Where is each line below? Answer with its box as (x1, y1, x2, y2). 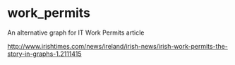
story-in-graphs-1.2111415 (7, 49, 83, 58)
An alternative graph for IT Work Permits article (7, 28, 145, 37)
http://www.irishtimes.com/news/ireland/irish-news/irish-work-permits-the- (7, 42, 228, 50)
